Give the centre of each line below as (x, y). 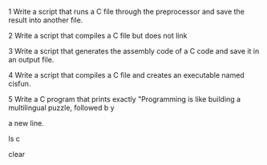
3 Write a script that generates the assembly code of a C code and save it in (134, 51)
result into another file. (46, 20)
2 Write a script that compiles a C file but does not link (98, 36)
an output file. (31, 60)
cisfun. (20, 84)
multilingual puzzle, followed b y (61, 108)
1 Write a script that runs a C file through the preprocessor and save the (126, 12)
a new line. (26, 123)
